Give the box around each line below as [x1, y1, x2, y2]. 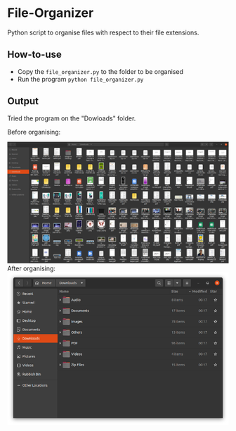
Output [7, 95, 39, 107]
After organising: [7, 264, 56, 273]
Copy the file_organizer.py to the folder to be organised [17, 67, 184, 75]
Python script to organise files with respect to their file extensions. [7, 28, 199, 37]
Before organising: [7, 127, 61, 136]
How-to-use [7, 49, 62, 61]
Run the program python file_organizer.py [17, 75, 144, 83]
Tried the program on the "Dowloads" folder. [7, 114, 136, 123]
